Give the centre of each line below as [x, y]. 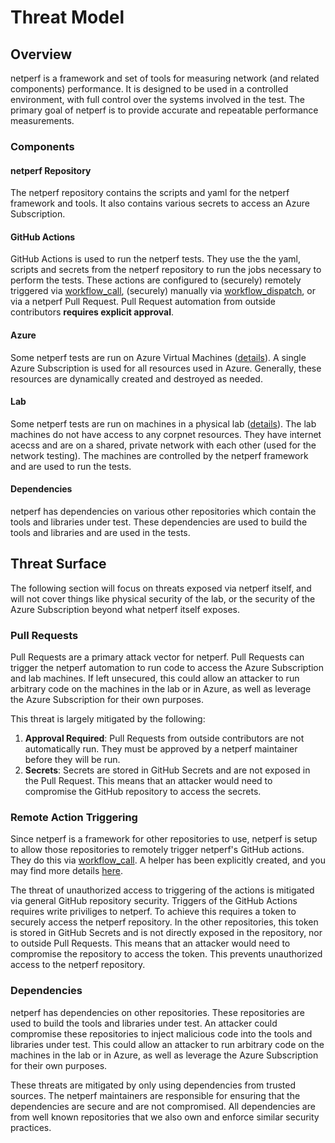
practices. [31, 1127]
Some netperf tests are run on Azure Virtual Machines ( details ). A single [158, 357]
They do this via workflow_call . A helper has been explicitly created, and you [168, 860]
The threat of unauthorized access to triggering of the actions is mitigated [162, 890]
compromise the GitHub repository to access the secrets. [143, 792]
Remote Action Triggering [74, 817]
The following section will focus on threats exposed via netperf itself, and [161, 588]
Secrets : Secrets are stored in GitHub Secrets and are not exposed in [167, 770]
